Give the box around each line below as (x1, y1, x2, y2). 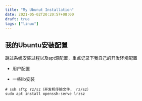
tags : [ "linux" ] (5, 21, 39, 26)
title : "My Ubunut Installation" (5, 7, 74, 12)
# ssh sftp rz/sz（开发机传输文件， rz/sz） (5, 87, 91, 92)
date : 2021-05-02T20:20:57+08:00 (5, 12, 74, 17)
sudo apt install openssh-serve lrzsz (5, 92, 85, 97)
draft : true (5, 16, 30, 21)
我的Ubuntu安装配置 (5, 41, 68, 49)
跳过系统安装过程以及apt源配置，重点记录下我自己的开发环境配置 (5, 55, 138, 61)
